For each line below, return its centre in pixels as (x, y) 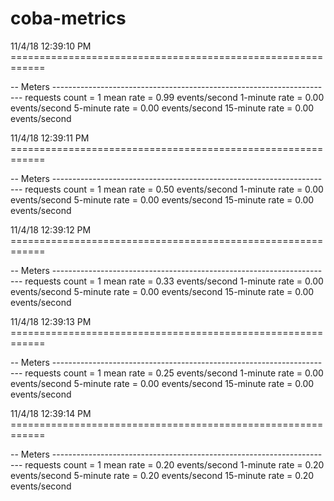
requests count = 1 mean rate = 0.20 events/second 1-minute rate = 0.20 (174, 464)
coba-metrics (68, 18)
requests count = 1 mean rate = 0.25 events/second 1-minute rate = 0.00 (174, 373)
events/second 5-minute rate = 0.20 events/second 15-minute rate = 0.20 (162, 475)
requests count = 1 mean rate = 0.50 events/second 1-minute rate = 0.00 (174, 189)
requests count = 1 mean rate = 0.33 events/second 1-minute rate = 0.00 (174, 281)
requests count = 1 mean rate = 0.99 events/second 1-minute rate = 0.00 (174, 97)
